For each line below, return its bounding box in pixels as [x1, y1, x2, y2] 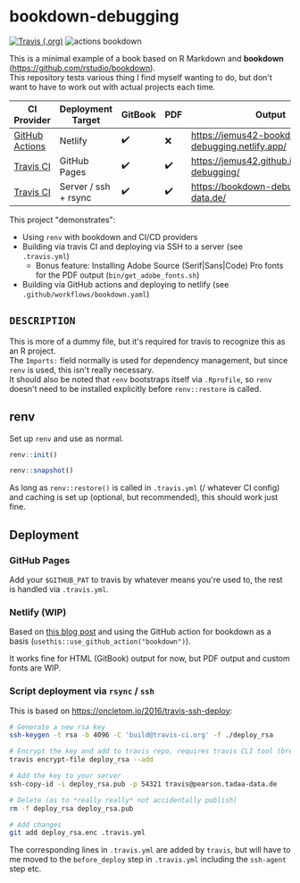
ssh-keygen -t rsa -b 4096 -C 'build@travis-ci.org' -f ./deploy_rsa [9, 730, 274, 740]
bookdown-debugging [9, 6, 179, 27]
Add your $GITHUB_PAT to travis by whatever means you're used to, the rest [9, 574, 283, 585]
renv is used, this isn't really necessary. [9, 364, 154, 375]
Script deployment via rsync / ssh [9, 685, 154, 697]
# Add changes [9, 820, 62, 829]
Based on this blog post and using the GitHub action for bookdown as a [9, 627, 272, 637]
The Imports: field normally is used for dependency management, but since [9, 354, 288, 365]
